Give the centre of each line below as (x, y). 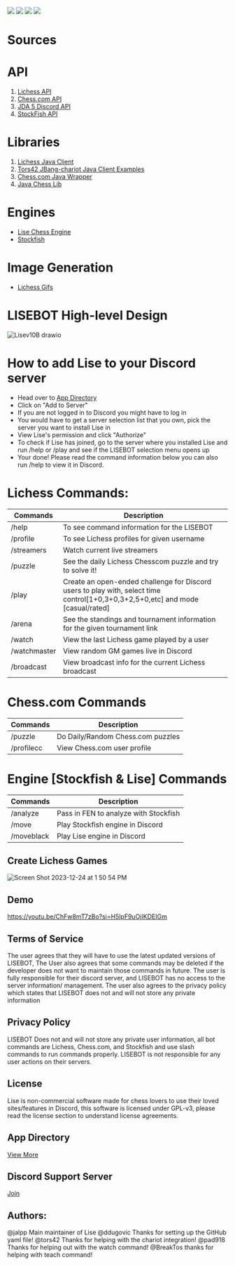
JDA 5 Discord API (44, 107)
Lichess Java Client (45, 162)
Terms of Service (45, 939)
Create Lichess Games (57, 861)
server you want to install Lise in (64, 427)
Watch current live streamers (111, 549)
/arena (22, 623)
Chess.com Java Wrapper (55, 177)
